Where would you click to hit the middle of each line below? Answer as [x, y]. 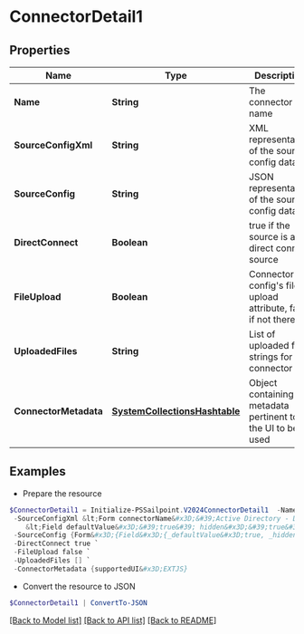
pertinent [268, 417]
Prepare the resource [62, 493]
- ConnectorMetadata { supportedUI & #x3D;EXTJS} [100, 569]
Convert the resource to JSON [79, 586]
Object [263, 383]
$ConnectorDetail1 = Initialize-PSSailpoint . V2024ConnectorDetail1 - [145, 510]
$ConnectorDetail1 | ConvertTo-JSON [78, 603]
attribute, [268, 308]
